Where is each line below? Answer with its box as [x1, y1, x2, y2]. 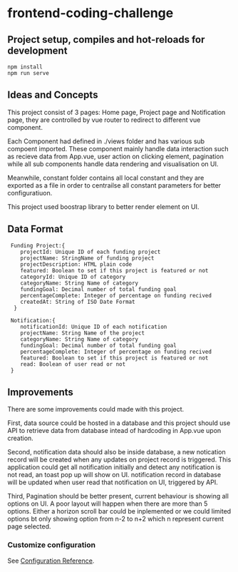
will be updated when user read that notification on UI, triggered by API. [7, 478, 219, 486]
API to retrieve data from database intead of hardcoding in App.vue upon [7, 427, 222, 435]
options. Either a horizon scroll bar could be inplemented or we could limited [7, 507, 232, 516]
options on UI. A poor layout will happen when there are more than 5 [7, 499, 208, 508]
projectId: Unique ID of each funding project [20, 248, 161, 255]
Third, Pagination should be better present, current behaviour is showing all [7, 492, 229, 501]
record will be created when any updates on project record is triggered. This [7, 455, 232, 464]
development [7, 44, 68, 56]
